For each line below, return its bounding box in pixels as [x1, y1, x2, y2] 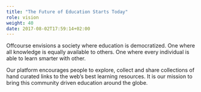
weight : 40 [6, 20, 34, 26]
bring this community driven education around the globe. [6, 79, 148, 87]
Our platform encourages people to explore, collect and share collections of [6, 67, 195, 74]
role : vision [6, 14, 39, 20]
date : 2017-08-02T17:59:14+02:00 [6, 25, 91, 32]
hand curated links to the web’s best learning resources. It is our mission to [6, 73, 193, 80]
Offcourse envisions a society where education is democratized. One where [6, 42, 195, 49]
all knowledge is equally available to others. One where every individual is [6, 49, 190, 56]
